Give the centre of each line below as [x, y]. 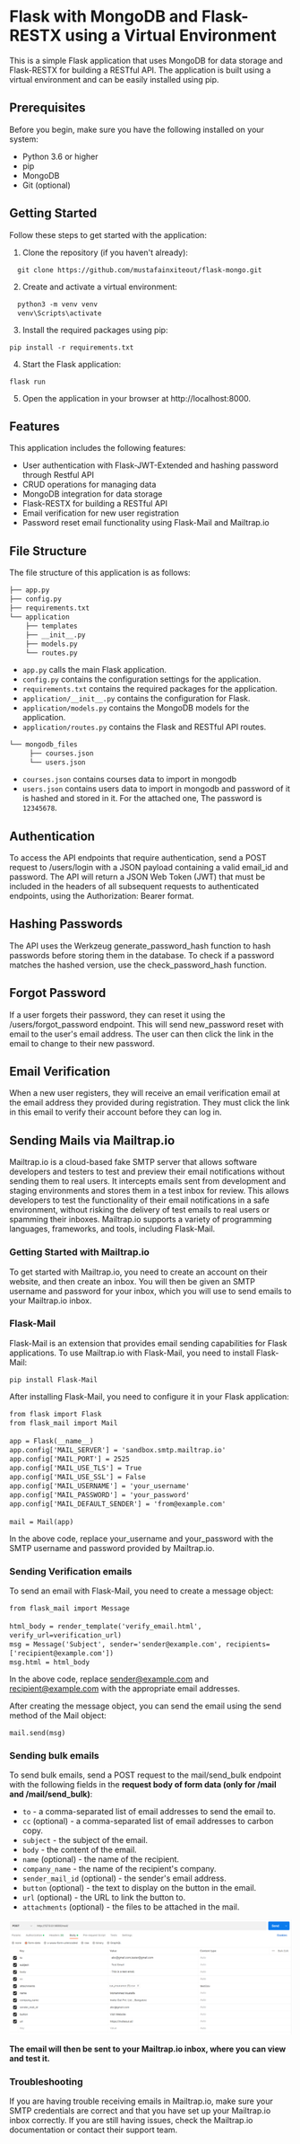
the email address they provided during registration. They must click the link [150, 1103]
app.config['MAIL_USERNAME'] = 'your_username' [100, 1486]
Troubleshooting [46, 2081]
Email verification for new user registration [100, 513]
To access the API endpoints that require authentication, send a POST [138, 858]
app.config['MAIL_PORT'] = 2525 [69, 1459]
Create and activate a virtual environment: [99, 287]
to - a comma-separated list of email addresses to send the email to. [149, 1812]
